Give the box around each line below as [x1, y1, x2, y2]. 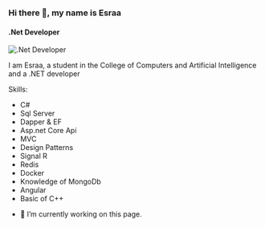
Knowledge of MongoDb [19, 176, 102, 187]
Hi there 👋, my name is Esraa [8, 7, 122, 18]
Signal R [19, 152, 48, 161]
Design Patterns [19, 143, 74, 152]
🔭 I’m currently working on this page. [19, 209, 142, 219]
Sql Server [19, 108, 55, 119]
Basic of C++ [19, 194, 64, 204]
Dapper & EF [19, 117, 62, 127]
